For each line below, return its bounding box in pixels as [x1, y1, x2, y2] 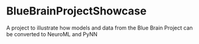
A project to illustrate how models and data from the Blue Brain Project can [6, 24, 193, 31]
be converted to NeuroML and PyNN [6, 30, 98, 37]
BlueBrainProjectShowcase [6, 4, 147, 18]
